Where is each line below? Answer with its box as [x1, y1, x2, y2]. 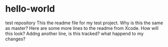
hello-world [5, 3, 55, 15]
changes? [5, 36, 26, 42]
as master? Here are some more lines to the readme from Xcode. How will [5, 25, 159, 31]
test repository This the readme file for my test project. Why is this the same [5, 20, 163, 26]
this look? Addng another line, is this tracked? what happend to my [5, 30, 144, 36]
